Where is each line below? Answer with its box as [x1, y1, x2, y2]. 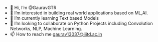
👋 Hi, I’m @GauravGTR [10, 5, 57, 10]
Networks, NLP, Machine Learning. [10, 26, 82, 32]
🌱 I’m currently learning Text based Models [10, 15, 99, 21]
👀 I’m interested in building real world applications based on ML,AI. [10, 10, 148, 16]
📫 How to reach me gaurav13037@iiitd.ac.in [10, 31, 102, 37]
